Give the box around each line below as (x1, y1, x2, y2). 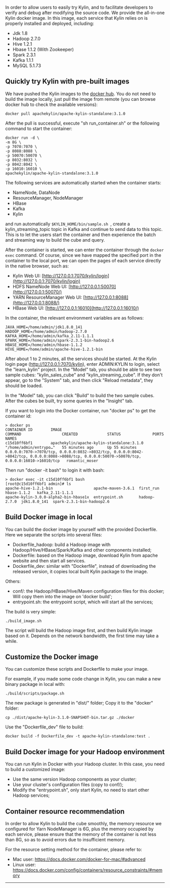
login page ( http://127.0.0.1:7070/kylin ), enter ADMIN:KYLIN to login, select (5, 361, 160, 367)
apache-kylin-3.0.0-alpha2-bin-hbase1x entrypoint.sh (5, 494, 123, 499)
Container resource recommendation (5, 807, 125, 816)
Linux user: (12, 862, 36, 868)
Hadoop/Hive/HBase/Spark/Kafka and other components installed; (12, 547, 152, 553)
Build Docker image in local (5, 513, 93, 521)
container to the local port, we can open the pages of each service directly (5, 257, 161, 263)
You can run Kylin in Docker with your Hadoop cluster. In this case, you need (5, 761, 165, 767)
